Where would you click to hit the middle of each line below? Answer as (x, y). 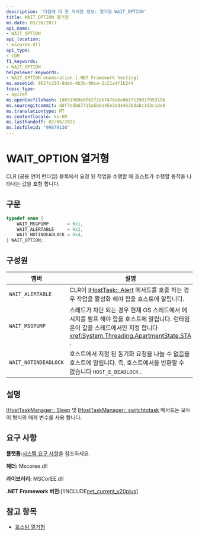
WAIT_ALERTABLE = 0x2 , (50, 229)
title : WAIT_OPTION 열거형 (38, 17)
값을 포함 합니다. (41, 183)
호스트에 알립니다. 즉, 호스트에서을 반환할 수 (127, 363)
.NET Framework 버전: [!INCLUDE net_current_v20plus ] (72, 491)
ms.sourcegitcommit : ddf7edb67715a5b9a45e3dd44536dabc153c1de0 (86, 105)
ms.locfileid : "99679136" (38, 128)
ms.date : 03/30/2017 (32, 23)
